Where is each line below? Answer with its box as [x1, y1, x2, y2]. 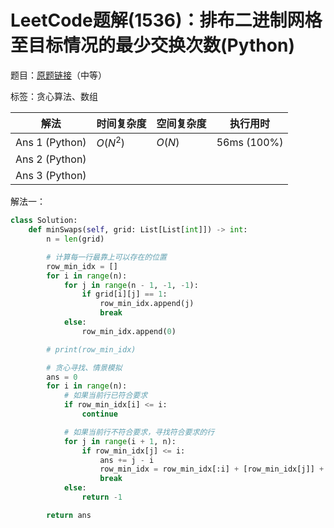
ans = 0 [46, 372, 78, 382]
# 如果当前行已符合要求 [63, 391, 148, 401]
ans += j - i [99, 455, 155, 465]
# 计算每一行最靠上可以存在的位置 [46, 252, 167, 262]
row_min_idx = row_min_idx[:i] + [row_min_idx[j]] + [99, 464, 325, 475]
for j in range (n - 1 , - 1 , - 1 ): [63, 280, 199, 290]
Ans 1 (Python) [15, 135, 87, 149]
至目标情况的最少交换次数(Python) [10, 34, 295, 57]
